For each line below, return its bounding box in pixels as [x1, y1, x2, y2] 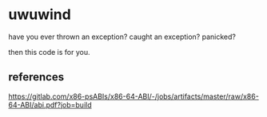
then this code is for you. [8, 47, 90, 57]
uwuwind [8, 6, 72, 24]
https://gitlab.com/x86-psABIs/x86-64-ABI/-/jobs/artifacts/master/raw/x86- [8, 92, 260, 101]
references [8, 70, 65, 84]
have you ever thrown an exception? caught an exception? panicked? [8, 32, 236, 41]
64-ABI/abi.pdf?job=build [8, 99, 92, 109]
